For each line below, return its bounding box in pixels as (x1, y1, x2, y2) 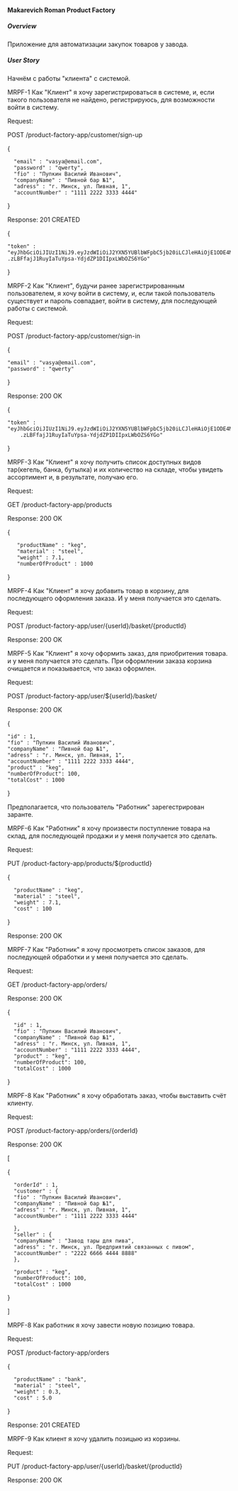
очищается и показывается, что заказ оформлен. (7, 664, 157, 673)
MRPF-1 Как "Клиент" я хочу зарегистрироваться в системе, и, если (7, 87, 215, 96)
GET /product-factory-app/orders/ (7, 980, 108, 989)
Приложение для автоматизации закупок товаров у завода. (7, 40, 189, 48)
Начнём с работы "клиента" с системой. (7, 74, 131, 82)
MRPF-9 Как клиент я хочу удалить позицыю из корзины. (7, 1434, 181, 1443)
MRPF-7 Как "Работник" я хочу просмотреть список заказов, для (7, 945, 205, 953)
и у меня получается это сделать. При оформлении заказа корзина (7, 656, 212, 665)
